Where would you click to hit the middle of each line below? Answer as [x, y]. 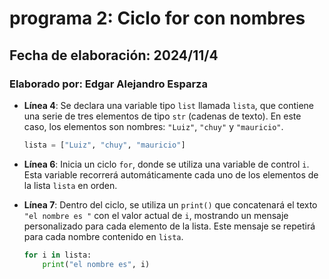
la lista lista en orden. [70, 185]
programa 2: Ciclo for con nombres [157, 18]
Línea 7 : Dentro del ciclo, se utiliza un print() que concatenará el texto [170, 204]
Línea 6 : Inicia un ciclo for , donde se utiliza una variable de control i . [166, 164]
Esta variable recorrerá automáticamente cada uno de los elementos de [171, 174]
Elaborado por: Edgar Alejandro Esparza [108, 84]
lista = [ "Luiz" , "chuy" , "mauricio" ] [104, 145]
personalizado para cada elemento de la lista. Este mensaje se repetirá [169, 226]
